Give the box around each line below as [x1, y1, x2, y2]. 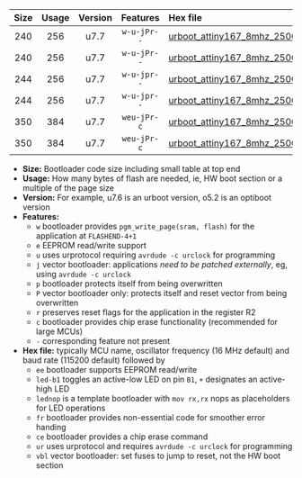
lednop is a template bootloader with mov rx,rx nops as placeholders [35, 393, 290, 403]
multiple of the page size [22, 183, 115, 193]
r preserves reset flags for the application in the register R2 [35, 307, 256, 318]
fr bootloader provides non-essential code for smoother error [35, 412, 265, 422]
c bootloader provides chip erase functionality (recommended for [35, 317, 279, 327]
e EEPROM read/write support [35, 240, 147, 250]
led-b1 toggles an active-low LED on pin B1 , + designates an [35, 374, 258, 384]
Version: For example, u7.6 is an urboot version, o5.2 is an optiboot [22, 193, 272, 203]
